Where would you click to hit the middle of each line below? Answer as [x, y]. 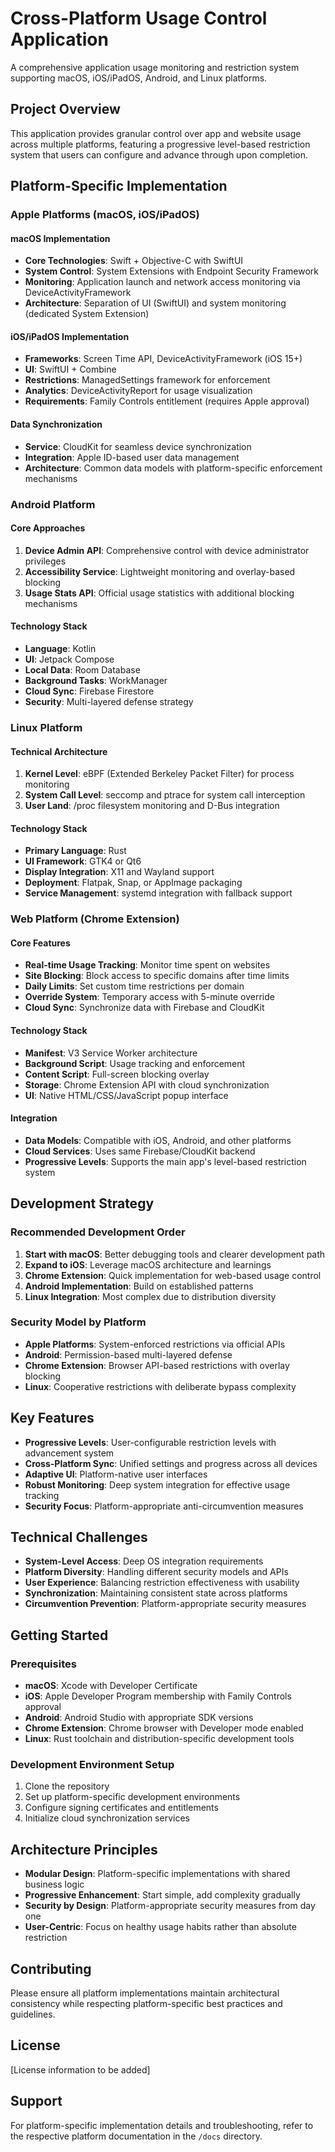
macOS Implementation [60, 238]
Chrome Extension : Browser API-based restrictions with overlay [157, 1365]
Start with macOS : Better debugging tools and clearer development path [175, 1254]
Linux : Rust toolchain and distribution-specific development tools [159, 1739]
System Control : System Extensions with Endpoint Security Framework [172, 271]
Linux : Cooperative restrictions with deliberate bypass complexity [160, 1386]
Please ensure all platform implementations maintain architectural [145, 1993]
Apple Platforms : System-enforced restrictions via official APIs [155, 1344]
